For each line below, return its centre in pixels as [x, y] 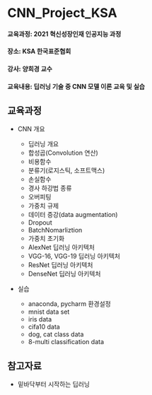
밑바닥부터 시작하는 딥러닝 [54, 384]
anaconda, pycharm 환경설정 [69, 304]
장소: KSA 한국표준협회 [39, 52]
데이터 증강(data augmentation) [73, 215]
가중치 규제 [43, 206]
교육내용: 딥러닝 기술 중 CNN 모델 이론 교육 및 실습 [76, 86]
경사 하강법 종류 [50, 188]
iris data [40, 319]
